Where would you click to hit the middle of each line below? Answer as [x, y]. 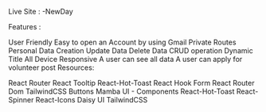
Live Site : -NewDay [41, 12]
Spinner [21, 100]
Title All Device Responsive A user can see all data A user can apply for [125, 59]
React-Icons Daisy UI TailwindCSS [92, 100]
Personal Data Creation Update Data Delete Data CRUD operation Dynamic [131, 50]
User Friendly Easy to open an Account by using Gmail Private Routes [122, 42]
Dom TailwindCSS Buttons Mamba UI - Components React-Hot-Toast [121, 91]
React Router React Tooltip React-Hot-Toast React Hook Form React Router [131, 83]
